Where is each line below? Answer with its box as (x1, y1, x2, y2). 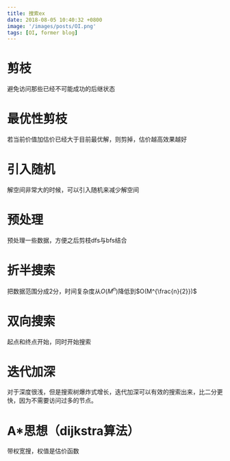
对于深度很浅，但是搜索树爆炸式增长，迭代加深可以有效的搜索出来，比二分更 (7, 388, 223, 396)
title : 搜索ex (7, 10, 46, 17)
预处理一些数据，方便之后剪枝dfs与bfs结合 (7, 236, 127, 244)
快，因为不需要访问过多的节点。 (7, 397, 97, 405)
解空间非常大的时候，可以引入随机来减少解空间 (7, 186, 139, 194)
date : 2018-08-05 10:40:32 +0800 (7, 16, 103, 23)
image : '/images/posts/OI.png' (7, 23, 97, 29)
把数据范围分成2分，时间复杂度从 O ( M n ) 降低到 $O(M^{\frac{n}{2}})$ (7, 286, 197, 295)
